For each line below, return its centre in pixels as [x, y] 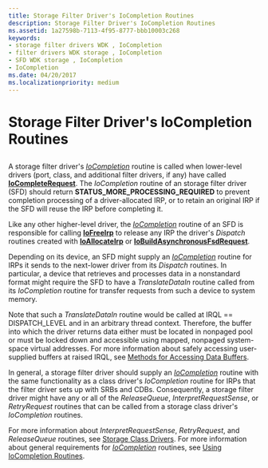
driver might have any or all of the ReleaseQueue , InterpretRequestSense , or [134, 398]
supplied [23, 357]
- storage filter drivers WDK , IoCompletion [85, 46]
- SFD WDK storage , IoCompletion [66, 61]
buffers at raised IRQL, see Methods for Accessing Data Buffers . [144, 357]
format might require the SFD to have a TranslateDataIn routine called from [132, 282]
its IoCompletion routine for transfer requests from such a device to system [132, 291]
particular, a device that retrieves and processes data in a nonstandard [124, 274]
